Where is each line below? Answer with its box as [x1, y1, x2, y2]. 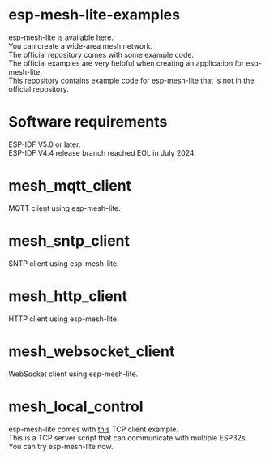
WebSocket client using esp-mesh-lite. [8, 369, 139, 379]
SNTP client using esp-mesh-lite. [8, 258, 119, 268]
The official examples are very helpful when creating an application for [8, 58, 245, 68]
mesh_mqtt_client [8, 177, 132, 195]
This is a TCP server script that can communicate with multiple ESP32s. [8, 432, 248, 443]
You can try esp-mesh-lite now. [8, 441, 114, 451]
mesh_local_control [8, 397, 144, 415]
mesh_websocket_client [8, 342, 175, 360]
